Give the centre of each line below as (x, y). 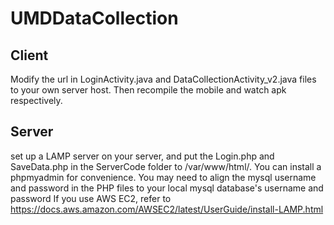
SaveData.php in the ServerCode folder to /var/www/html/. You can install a (166, 166)
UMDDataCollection (94, 18)
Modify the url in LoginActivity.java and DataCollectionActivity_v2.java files (163, 79)
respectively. (36, 100)
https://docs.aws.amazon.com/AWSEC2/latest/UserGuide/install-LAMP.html (167, 209)
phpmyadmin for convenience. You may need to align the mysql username (163, 177)
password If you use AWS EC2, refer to (91, 198)
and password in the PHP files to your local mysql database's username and (167, 188)
